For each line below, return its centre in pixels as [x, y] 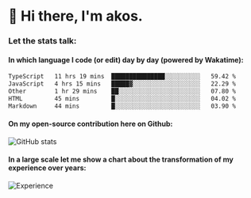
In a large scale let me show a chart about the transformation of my [121, 160]
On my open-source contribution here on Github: [91, 124]
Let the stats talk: [42, 41]
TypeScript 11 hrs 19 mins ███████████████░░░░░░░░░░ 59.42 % [122, 77]
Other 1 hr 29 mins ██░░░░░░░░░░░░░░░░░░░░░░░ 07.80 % [122, 91]
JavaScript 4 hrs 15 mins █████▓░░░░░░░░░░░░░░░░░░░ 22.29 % [122, 84]
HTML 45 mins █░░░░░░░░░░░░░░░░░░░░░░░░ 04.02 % [122, 98]
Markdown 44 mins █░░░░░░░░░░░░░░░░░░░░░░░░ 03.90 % [122, 106]
